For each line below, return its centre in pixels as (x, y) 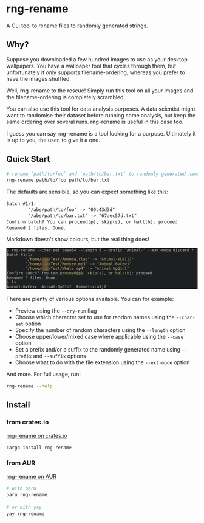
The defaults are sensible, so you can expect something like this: (87, 192)
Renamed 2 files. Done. (36, 228)
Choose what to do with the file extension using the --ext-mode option (102, 362)
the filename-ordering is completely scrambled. (66, 97)
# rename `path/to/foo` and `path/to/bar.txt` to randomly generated (96, 174)
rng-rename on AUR (31, 476)
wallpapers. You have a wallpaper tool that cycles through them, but (91, 66)
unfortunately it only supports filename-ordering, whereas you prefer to (96, 72)
